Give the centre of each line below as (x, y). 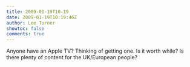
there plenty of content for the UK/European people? (72, 57)
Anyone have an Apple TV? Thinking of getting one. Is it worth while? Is (95, 51)
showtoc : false (25, 28)
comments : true (25, 34)
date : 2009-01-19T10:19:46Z (42, 17)
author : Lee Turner (31, 23)
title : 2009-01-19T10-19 (38, 12)
